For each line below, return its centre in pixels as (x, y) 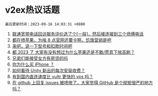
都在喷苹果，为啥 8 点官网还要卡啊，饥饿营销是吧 (62, 40)
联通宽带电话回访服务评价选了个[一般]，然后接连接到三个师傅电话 (78, 34)
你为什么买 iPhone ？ (33, 64)
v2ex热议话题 (32, 10)
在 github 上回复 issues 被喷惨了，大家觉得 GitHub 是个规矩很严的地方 (82, 82)
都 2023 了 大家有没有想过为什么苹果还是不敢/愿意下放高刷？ (73, 52)
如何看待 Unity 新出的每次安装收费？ (49, 70)
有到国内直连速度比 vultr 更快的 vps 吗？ (53, 77)
